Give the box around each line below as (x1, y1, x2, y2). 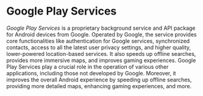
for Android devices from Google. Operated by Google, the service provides (6, 30, 197, 38)
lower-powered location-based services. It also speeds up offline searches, (6, 50, 196, 57)
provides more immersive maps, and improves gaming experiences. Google (6, 57, 196, 64)
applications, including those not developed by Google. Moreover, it (6, 69, 176, 77)
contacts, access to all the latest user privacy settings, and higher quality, (6, 44, 191, 51)
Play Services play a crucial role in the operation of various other (6, 63, 169, 70)
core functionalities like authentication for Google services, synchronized (6, 37, 190, 44)
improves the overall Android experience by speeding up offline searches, (6, 76, 192, 83)
